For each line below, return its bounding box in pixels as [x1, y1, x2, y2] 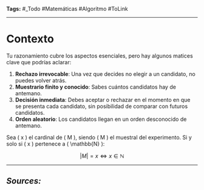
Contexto [6, 32, 55, 46]
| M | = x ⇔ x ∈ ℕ [80, 152, 124, 160]
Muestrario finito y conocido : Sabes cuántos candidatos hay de [15, 83, 176, 90]
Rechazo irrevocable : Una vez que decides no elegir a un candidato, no [15, 70, 195, 78]
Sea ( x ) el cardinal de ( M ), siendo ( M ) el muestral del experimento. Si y [6, 134, 192, 141]
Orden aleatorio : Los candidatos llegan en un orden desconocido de [15, 115, 187, 123]
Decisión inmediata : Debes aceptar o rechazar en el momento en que [15, 96, 191, 103]
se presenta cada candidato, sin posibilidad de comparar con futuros [15, 103, 188, 110]
